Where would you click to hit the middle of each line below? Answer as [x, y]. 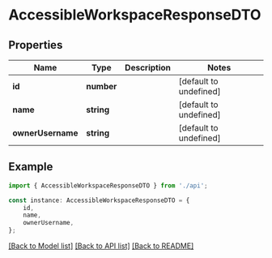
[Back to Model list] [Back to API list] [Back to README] [101, 246]
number [102, 86]
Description [148, 68]
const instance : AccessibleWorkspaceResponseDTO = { [99, 200]
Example [31, 167]
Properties [36, 45]
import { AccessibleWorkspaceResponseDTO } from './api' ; [108, 185]
